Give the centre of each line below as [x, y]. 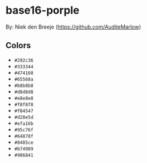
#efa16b [24, 123]
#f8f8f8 [24, 105]
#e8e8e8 [24, 98]
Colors [18, 46]
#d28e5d [24, 117]
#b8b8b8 [24, 86]
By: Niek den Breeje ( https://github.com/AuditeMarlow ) [73, 27]
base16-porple [43, 10]
